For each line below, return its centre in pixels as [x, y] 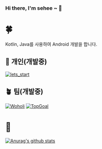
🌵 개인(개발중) [26, 62]
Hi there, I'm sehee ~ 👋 [34, 8]
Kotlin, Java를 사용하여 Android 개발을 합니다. [51, 44]
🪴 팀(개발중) [24, 92]
